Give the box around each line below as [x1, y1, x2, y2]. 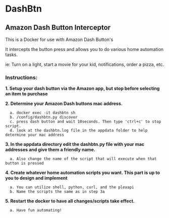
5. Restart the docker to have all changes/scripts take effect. [5, 198, 135, 204]
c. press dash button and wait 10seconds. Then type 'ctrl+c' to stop [10, 119, 161, 124]
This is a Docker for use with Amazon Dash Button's [5, 36, 114, 42]
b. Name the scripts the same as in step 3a [10, 189, 105, 194]
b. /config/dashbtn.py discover [10, 115, 78, 120]
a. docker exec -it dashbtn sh [10, 111, 76, 116]
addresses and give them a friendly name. [5, 147, 96, 153]
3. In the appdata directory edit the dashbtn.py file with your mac [5, 141, 145, 147]
